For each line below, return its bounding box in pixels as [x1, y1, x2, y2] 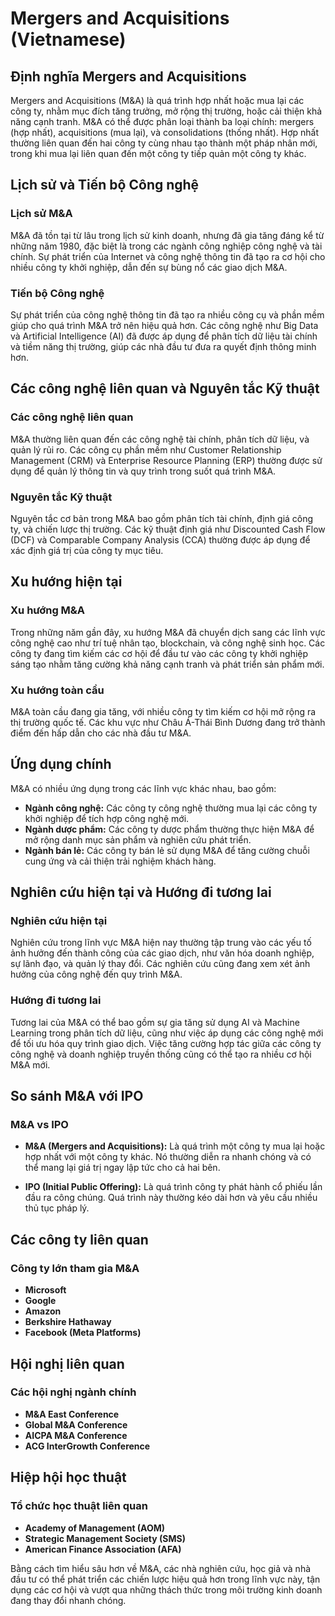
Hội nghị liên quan [10, 1355, 125, 1372]
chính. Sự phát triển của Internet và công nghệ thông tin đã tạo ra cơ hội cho [10, 250, 326, 262]
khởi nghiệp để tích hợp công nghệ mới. [24, 812, 190, 824]
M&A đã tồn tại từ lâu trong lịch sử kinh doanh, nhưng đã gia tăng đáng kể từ [10, 229, 325, 241]
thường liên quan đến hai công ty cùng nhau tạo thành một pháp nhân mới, [10, 137, 318, 149]
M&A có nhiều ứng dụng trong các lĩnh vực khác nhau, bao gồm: [10, 782, 277, 794]
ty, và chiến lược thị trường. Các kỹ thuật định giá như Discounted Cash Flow [10, 523, 326, 535]
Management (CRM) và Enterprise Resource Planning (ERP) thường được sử [10, 454, 323, 466]
